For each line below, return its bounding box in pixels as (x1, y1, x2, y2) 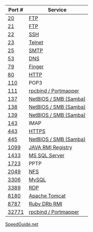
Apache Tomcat (28, 192, 66, 199)
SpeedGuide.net (5, 221, 39, 227)
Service (48, 6, 67, 13)
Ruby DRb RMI (28, 201, 63, 207)
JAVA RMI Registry (28, 144, 73, 151)
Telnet (28, 39, 44, 46)
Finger (28, 63, 44, 70)
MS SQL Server (28, 152, 65, 158)
